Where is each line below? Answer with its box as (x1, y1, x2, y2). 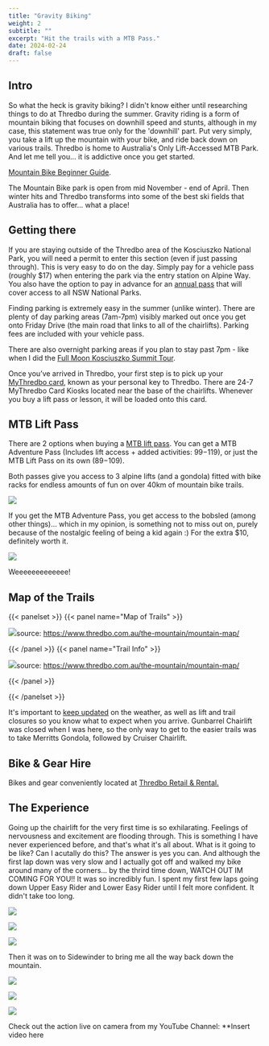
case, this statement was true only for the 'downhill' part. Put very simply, (8, 126, 252, 135)
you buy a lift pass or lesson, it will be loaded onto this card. (8, 394, 208, 403)
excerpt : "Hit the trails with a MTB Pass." (8, 34, 160, 43)
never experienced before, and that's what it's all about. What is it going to (8, 839, 256, 850)
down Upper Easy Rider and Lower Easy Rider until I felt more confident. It (8, 883, 255, 892)
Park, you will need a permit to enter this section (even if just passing (8, 253, 238, 263)
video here (8, 1030, 44, 1040)
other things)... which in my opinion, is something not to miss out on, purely (8, 519, 259, 529)
